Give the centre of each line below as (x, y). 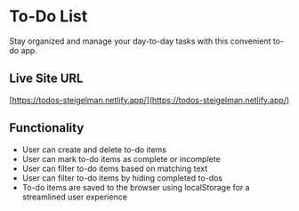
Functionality (47, 128)
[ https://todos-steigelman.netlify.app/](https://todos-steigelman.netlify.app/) (149, 100)
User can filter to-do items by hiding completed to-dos (122, 178)
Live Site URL (46, 79)
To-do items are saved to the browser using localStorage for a (136, 187)
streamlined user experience (74, 197)
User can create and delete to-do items (94, 150)
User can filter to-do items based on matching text (114, 168)
